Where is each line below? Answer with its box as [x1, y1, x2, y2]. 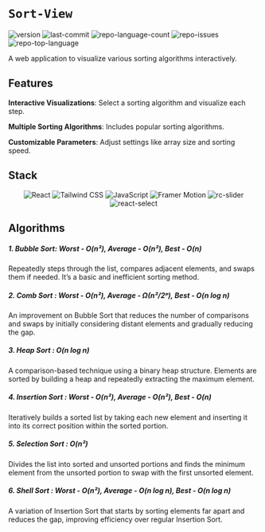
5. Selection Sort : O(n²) [8, 439, 89, 448]
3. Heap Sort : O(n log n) [8, 346, 90, 355]
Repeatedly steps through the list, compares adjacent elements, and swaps [8, 264, 255, 273]
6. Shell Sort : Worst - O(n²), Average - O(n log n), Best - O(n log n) [8, 486, 232, 495]
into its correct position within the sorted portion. [8, 421, 169, 430]
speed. [8, 146, 31, 155]
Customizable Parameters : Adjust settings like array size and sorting [8, 137, 236, 147]
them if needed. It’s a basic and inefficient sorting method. [8, 272, 200, 281]
